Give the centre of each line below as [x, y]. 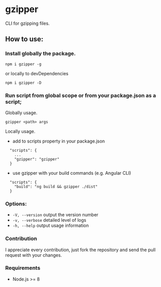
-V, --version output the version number [55, 215]
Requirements [23, 268]
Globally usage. [21, 113]
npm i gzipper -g [23, 64]
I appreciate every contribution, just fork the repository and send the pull [80, 250]
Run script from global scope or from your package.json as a [80, 95]
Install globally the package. [41, 54]
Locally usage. [20, 131]
